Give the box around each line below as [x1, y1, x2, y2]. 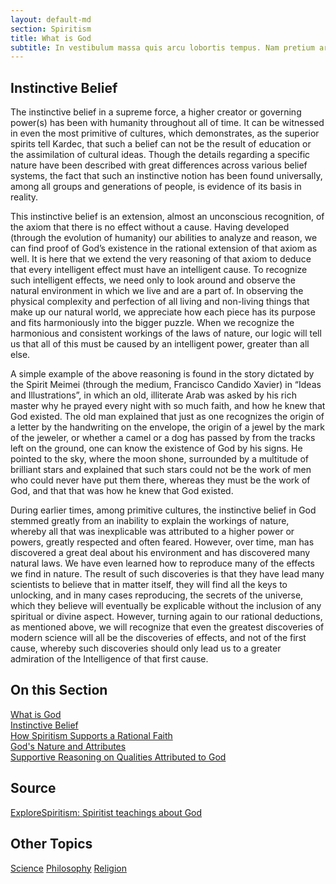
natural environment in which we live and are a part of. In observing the [10, 285, 304, 297]
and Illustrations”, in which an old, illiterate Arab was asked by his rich [10, 389, 297, 401]
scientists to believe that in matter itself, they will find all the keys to [10, 579, 288, 591]
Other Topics [10, 836, 93, 853]
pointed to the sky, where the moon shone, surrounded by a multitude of [10, 453, 309, 465]
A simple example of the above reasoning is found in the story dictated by [10, 368, 315, 380]
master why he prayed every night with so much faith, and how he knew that [10, 400, 326, 412]
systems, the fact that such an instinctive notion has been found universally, [10, 170, 323, 182]
